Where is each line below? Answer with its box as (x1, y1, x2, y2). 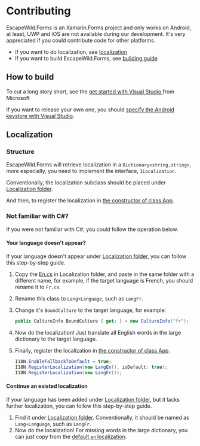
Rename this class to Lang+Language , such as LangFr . (14, 295, 143, 302)
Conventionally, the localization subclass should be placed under (6, 179, 166, 186)
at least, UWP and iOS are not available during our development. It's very (6, 30, 186, 37)
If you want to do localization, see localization (14, 48, 127, 55)
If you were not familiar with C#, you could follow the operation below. (6, 226, 179, 233)
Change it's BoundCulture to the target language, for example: (14, 307, 167, 314)
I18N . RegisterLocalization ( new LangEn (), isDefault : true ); (14, 364, 168, 370)
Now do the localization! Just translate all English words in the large (14, 329, 181, 336)
